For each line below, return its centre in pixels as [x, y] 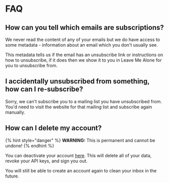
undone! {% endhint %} [30, 146]
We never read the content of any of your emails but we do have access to [83, 39]
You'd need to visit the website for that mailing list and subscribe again [79, 107]
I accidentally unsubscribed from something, [77, 81]
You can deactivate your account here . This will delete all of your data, [78, 155]
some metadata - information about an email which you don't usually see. [81, 45]
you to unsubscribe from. [32, 65]
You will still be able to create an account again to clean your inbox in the [81, 170]
